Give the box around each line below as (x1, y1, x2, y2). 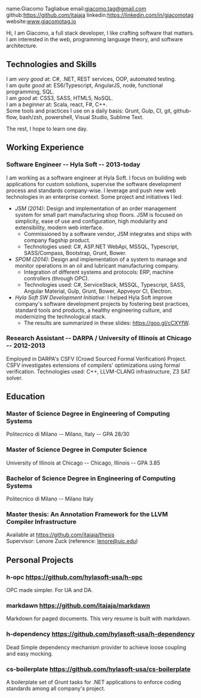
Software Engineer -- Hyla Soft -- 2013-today (6, 160, 141, 169)
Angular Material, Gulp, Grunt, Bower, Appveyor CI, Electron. (23, 287, 172, 295)
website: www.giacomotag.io (6, 18, 77, 25)
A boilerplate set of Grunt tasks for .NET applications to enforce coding (6, 678, 181, 685)
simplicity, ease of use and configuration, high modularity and (14, 217, 167, 224)
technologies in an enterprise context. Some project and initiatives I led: (6, 193, 183, 200)
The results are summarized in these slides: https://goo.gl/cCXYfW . (23, 319, 190, 326)
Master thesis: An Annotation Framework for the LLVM (6, 510, 168, 518)
